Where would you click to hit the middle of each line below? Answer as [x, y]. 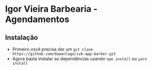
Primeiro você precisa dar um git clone [53, 49]
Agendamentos [37, 19]
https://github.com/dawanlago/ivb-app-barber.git [64, 54]
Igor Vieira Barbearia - [51, 9]
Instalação [22, 37]
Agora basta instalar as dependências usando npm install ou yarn [80, 59]
